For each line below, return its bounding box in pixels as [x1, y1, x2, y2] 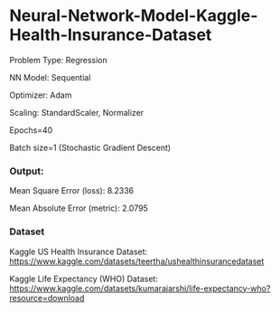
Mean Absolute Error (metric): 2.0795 [9, 203, 149, 213]
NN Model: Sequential [9, 71, 91, 82]
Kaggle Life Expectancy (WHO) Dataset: [9, 273, 158, 284]
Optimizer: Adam [9, 90, 72, 100]
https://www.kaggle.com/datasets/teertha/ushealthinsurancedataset [9, 255, 265, 267]
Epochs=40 [9, 124, 53, 136]
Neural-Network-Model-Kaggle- [9, 5, 258, 26]
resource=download [9, 292, 85, 303]
